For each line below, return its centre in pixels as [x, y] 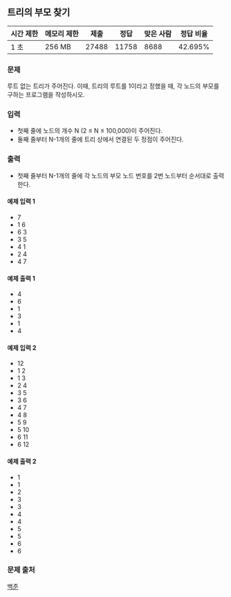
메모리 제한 [62, 33]
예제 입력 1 [21, 201]
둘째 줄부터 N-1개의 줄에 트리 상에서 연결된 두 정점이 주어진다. [100, 139]
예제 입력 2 [22, 347]
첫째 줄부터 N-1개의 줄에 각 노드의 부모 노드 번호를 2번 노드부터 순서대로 [114, 175]
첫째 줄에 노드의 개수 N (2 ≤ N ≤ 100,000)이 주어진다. [90, 131]
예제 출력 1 [21, 278]
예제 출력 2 [22, 461]
